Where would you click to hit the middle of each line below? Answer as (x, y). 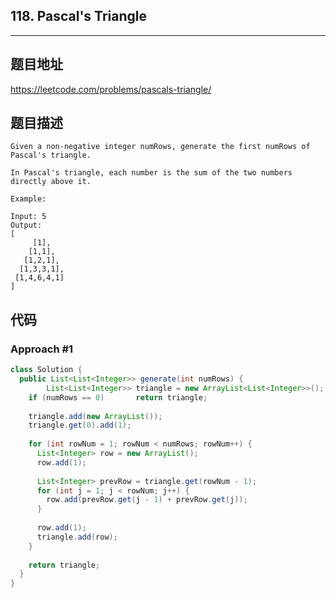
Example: (28, 199)
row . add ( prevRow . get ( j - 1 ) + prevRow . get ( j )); (147, 500)
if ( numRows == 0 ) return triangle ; (118, 397)
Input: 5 (28, 217)
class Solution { (46, 370)
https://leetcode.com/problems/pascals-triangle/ (111, 89)
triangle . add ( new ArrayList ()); (95, 416)
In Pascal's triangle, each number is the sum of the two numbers (151, 173)
